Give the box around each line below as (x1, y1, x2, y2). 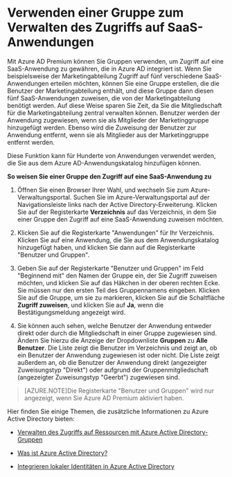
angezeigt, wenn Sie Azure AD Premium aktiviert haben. (24, 393, 184, 402)
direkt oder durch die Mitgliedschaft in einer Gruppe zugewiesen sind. (17, 329, 217, 337)
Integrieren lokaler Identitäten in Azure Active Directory (17, 462, 175, 470)
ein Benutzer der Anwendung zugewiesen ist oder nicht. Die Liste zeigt (17, 351, 220, 359)
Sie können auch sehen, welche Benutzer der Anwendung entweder (17, 321, 212, 330)
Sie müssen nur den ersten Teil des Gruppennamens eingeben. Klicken (17, 286, 220, 294)
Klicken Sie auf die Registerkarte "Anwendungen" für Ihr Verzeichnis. (17, 228, 215, 237)
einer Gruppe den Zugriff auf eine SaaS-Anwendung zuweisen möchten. (17, 215, 224, 223)
